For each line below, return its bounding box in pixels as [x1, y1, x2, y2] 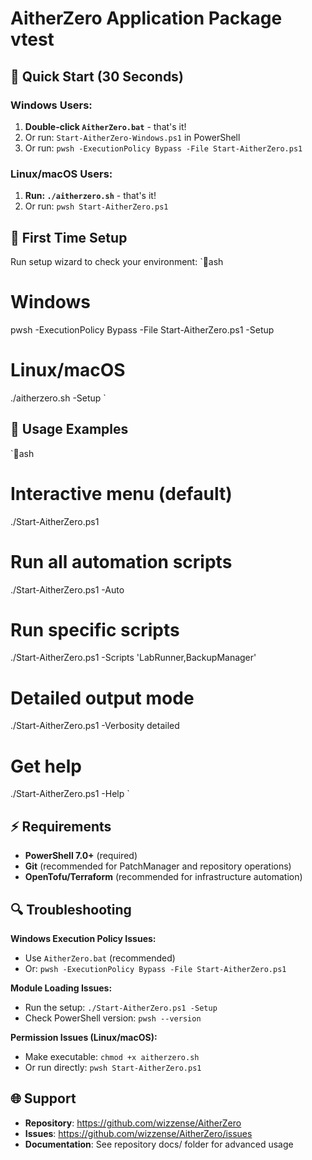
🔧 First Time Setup [10, 229, 128, 246]
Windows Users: [10, 98, 93, 112]
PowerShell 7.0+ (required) [24, 850, 138, 862]
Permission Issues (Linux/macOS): [10, 1031, 158, 1043]
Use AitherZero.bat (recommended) [24, 952, 176, 964]
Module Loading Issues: [10, 982, 113, 994]
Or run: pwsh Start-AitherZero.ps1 [24, 200, 169, 212]
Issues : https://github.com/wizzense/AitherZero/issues [24, 1127, 253, 1139]
